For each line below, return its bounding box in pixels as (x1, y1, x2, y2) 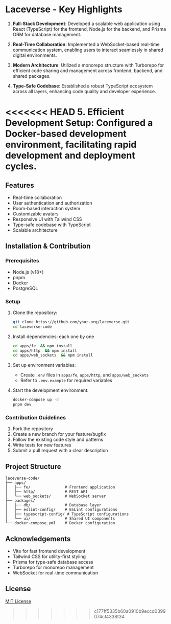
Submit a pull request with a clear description (12, 448, 108, 454)
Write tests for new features (12, 442, 71, 448)
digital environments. (12, 52, 57, 58)
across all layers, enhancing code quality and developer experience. (12, 88, 157, 94)
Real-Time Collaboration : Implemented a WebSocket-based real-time (12, 41, 160, 47)
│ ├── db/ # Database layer (5, 503, 102, 508)
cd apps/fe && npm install (12, 343, 72, 348)
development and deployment (5, 150, 135, 162)
